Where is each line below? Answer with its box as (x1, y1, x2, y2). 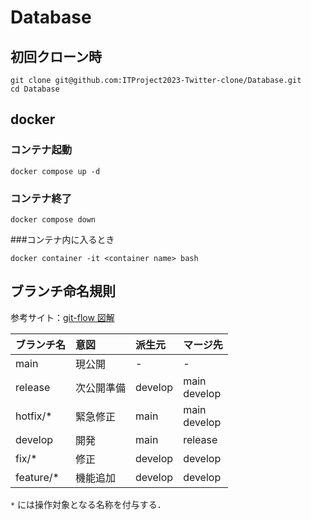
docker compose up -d (10, 166, 101, 176)
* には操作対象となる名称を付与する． (10, 498, 167, 510)
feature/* (15, 470, 60, 484)
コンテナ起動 (10, 143, 73, 157)
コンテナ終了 (10, 191, 73, 205)
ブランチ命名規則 (10, 283, 116, 300)
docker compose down (10, 214, 97, 225)
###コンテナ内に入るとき (10, 233, 115, 245)
